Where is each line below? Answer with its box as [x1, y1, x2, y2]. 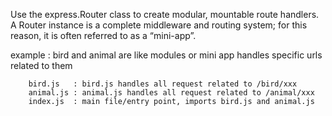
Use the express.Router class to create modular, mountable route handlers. [10, 9, 320, 20]
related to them [10, 60, 73, 71]
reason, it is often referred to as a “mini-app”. [10, 30, 197, 41]
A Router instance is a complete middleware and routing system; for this [10, 19, 308, 31]
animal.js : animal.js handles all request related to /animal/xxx [28, 88, 315, 98]
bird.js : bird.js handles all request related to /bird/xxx [28, 79, 298, 89]
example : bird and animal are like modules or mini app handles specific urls [10, 49, 323, 61]
